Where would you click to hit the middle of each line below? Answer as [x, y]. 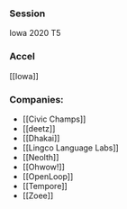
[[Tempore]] [45, 186]
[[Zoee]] [38, 195]
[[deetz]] [39, 128]
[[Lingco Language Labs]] [70, 148]
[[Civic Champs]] [54, 119]
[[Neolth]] [41, 157]
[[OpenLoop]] [48, 176]
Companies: [37, 99]
